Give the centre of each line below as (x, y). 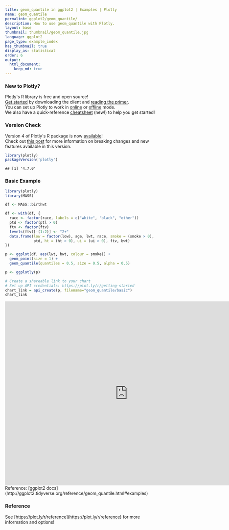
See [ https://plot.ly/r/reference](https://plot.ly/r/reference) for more (73, 517)
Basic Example (23, 181)
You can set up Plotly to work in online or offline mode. (60, 107)
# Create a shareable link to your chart (48, 281)
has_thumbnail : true (26, 46)
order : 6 (14, 55)
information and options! (30, 522)
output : (13, 60)
